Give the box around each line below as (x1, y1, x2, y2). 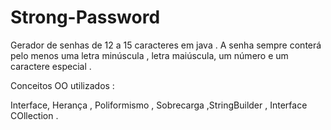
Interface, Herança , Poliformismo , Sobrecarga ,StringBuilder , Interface (10, 99, 308, 111)
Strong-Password (10, 6, 161, 29)
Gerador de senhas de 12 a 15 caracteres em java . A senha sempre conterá (10, 39, 322, 51)
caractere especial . (10, 60, 92, 72)
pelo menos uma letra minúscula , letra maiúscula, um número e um (10, 49, 289, 61)
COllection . (10, 109, 59, 121)
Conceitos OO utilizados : (10, 79, 115, 91)
